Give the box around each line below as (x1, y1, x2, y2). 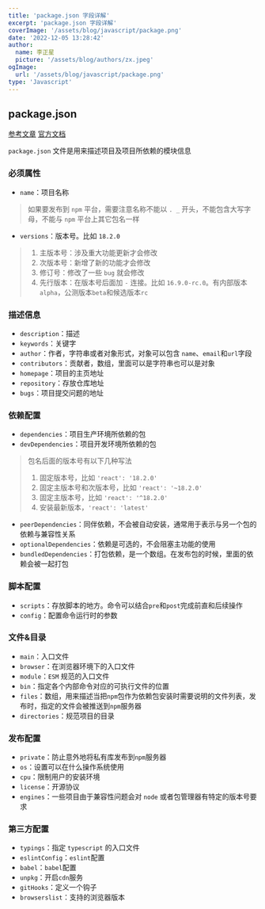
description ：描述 (19, 328, 81, 338)
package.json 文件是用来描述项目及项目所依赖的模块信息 (8, 146, 191, 155)
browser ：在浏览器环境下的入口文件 (19, 661, 135, 670)
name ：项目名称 (19, 187, 70, 197)
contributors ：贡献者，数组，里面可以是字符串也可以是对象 (19, 358, 215, 368)
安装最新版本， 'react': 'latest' (39, 502, 149, 512)
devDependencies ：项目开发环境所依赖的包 (19, 439, 157, 449)
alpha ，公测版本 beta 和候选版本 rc (39, 287, 149, 297)
